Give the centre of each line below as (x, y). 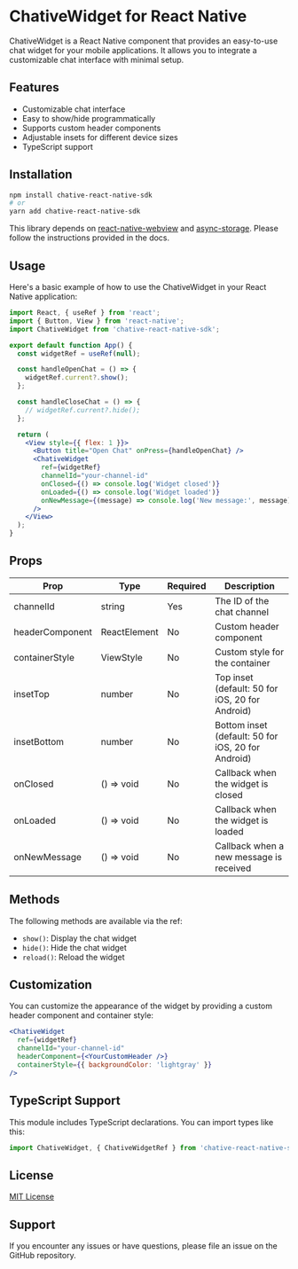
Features (34, 87)
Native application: (43, 296)
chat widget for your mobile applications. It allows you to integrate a (133, 50)
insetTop (32, 693)
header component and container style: (81, 1015)
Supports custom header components (91, 128)
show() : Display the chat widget (79, 938)
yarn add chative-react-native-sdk (75, 211)
